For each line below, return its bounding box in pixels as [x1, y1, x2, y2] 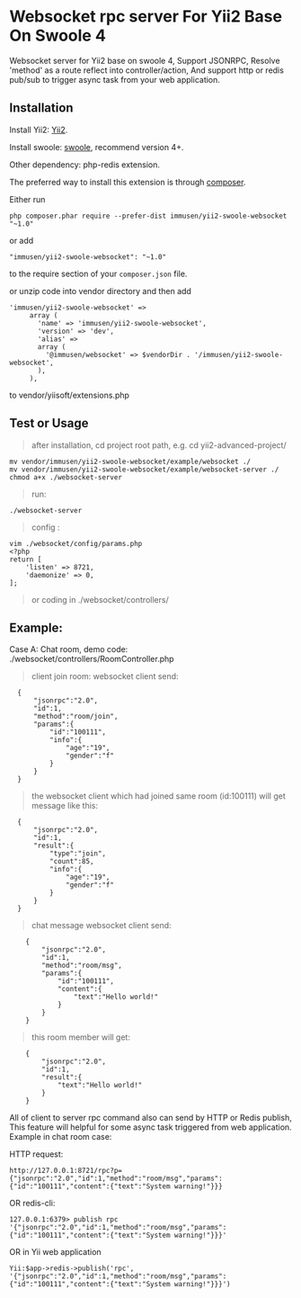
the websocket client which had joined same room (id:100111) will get [31, 791, 286, 801]
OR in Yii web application [9, 1247, 102, 1258]
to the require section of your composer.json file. [9, 268, 188, 279]
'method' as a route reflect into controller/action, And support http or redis [9, 65, 285, 76]
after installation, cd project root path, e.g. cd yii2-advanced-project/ [31, 439, 287, 451]
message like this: [31, 801, 99, 811]
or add [9, 235, 34, 246]
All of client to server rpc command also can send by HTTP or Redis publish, [9, 1113, 292, 1123]
